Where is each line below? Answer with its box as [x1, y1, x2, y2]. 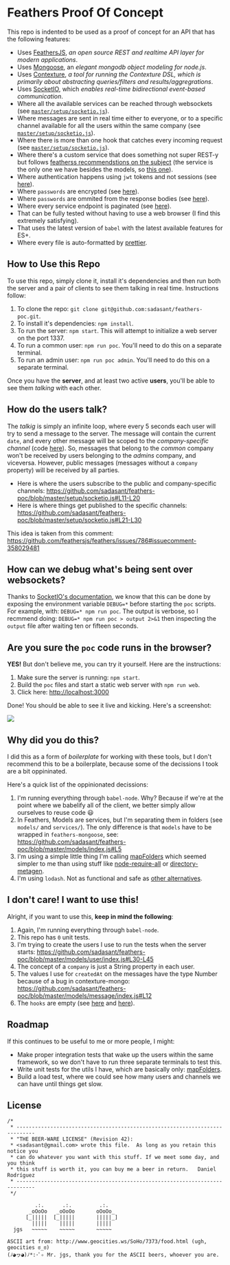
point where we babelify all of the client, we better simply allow [16, 801, 196, 809]
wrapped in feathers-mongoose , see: [16, 831, 119, 838]
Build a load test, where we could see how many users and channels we [16, 1072, 221, 1081]
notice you [7, 1148, 38, 1155]
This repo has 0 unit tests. [16, 933, 91, 941]
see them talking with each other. [7, 383, 102, 392]
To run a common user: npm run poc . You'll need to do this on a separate [16, 341, 222, 349]
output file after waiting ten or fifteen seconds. [7, 621, 139, 630]
